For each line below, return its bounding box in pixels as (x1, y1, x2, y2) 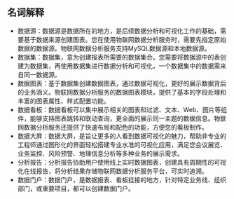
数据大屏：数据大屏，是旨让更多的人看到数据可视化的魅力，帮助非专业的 (17, 132, 226, 140)
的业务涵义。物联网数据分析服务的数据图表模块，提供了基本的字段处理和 (17, 88, 226, 96)
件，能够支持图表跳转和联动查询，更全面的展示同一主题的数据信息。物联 (17, 114, 226, 123)
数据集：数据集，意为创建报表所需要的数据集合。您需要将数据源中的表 (17, 53, 221, 61)
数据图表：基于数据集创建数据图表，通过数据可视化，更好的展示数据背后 (17, 79, 226, 88)
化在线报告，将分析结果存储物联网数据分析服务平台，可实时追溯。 (17, 167, 208, 175)
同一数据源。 (23, 70, 61, 78)
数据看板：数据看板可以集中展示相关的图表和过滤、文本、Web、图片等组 (17, 105, 228, 114)
